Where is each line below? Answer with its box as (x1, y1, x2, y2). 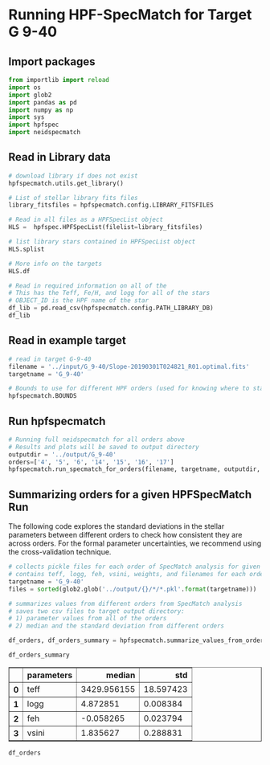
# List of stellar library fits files (8, 194, 138, 202)
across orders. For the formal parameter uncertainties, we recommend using (8, 538, 262, 548)
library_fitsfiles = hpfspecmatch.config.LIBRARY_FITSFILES (8, 201, 215, 210)
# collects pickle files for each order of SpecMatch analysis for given (8, 562, 261, 571)
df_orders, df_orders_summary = (8, 636, 117, 644)
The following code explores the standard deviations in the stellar (8, 522, 225, 531)
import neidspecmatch (8, 129, 81, 137)
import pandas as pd (8, 98, 78, 106)
